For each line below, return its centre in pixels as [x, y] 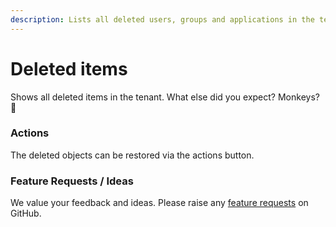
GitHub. [26, 213]
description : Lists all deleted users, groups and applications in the [162, 19]
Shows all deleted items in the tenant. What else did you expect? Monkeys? [165, 97]
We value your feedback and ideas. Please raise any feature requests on [159, 203]
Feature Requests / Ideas [72, 181]
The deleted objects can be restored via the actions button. [132, 155]
